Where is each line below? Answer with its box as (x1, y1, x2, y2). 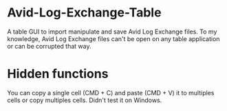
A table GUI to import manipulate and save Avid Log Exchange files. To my (7, 27, 217, 36)
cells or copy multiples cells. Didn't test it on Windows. (7, 96, 162, 104)
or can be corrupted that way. (7, 42, 91, 50)
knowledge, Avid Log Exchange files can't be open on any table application (7, 34, 220, 42)
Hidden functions (7, 66, 109, 82)
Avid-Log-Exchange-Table (7, 5, 162, 21)
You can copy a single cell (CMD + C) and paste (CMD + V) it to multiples (7, 88, 215, 97)
